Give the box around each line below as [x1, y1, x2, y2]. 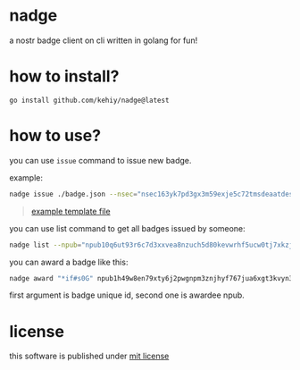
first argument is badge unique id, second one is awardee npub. [9, 290, 246, 300]
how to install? [9, 66, 120, 87]
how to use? [9, 126, 101, 146]
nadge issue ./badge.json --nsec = [9, 189, 138, 198]
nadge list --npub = [9, 240, 82, 249]
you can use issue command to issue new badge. [9, 155, 192, 165]
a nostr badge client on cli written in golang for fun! [9, 35, 198, 46]
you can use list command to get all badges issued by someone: [9, 223, 246, 233]
